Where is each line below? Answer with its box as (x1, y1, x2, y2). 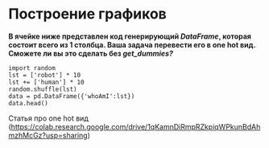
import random (8, 64, 56, 72)
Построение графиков (8, 5, 167, 23)
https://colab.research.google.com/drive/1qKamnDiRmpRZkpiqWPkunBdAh (10, 121, 261, 131)
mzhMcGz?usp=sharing (8, 130, 88, 140)
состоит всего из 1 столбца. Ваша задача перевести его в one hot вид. (8, 39, 256, 49)
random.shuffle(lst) (8, 85, 78, 93)
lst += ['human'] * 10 (8, 78, 85, 86)
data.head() (8, 99, 48, 107)
